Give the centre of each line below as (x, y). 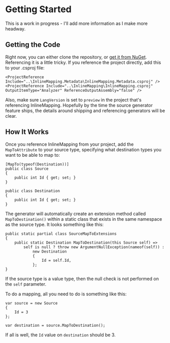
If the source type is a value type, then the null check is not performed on (82, 279)
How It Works (27, 132)
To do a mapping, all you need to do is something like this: (66, 294)
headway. (15, 28)
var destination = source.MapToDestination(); (55, 325)
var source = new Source (31, 303)
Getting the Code (33, 45)
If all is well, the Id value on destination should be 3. (60, 335)
